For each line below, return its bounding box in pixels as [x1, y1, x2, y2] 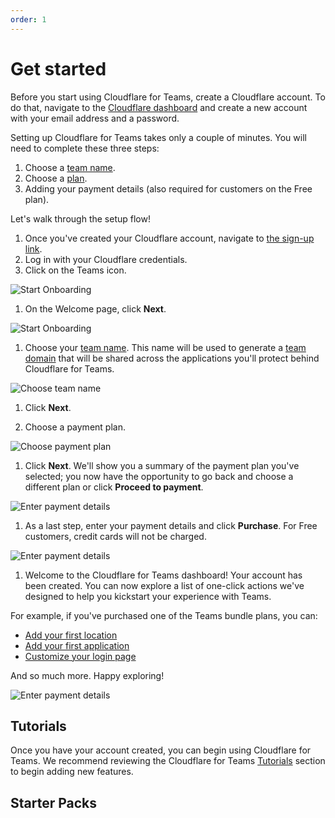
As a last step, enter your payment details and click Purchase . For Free [24, 519, 318, 531]
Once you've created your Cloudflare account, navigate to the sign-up [24, 232, 315, 244]
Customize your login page [24, 650, 137, 662]
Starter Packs [10, 794, 98, 811]
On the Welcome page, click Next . [24, 302, 167, 315]
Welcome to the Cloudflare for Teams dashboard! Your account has [24, 569, 303, 581]
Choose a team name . [24, 161, 116, 173]
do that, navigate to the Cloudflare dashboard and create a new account [10, 101, 308, 113]
